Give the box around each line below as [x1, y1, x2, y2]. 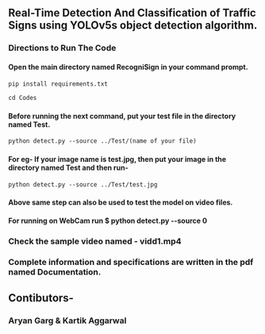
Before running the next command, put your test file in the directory [8, 111, 236, 121]
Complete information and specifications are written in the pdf [8, 257, 254, 268]
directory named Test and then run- [8, 163, 129, 172]
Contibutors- [8, 291, 74, 305]
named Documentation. [8, 267, 102, 278]
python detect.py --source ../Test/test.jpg [8, 180, 158, 189]
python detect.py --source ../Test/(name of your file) [8, 137, 197, 145]
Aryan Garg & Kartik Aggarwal [8, 315, 127, 326]
